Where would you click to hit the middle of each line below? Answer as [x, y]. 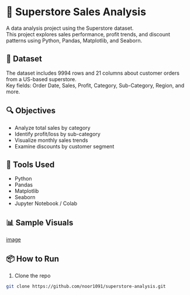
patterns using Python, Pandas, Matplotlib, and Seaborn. [74, 40]
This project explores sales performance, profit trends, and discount [88, 34]
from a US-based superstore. [42, 79]
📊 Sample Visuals [40, 222]
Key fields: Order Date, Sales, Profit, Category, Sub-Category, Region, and [95, 85]
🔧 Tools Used [30, 164]
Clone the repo [32, 276]
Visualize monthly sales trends [51, 140]
